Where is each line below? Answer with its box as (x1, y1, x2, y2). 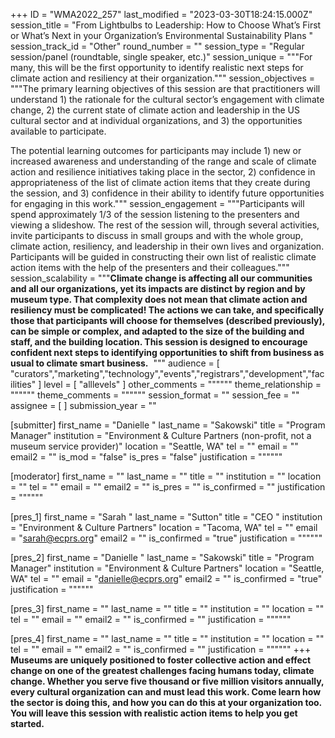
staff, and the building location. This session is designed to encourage (10, 336, 308, 348)
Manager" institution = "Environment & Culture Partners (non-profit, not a (10, 430, 312, 441)
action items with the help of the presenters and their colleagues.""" (10, 262, 290, 273)
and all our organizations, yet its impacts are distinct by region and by (10, 283, 306, 294)
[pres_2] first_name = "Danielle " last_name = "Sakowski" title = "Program (10, 552, 315, 563)
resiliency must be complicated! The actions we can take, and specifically (10, 304, 325, 316)
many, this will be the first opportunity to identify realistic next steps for (10, 62, 304, 73)
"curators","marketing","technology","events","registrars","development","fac (10, 368, 325, 379)
